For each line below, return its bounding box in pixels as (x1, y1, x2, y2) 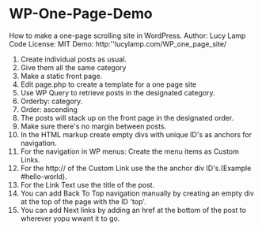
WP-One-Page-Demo (9, 5, 153, 23)
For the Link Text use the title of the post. (20, 180, 155, 189)
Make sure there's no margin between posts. (20, 121, 167, 131)
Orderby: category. (20, 96, 83, 106)
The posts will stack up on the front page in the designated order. (20, 113, 234, 122)
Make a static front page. (20, 71, 103, 80)
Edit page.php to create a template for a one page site (20, 80, 197, 89)
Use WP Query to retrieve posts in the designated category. (20, 88, 216, 97)
